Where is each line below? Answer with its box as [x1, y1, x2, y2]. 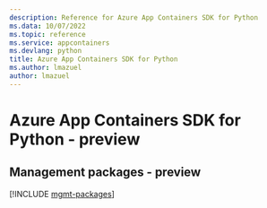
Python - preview [9, 129, 141, 149]
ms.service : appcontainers [9, 38, 110, 48]
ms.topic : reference [9, 30, 87, 39]
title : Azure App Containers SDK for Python [9, 55, 178, 64]
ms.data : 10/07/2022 [9, 22, 87, 30]
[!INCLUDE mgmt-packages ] [9, 188, 115, 199]
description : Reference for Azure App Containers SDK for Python [9, 13, 258, 22]
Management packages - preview [9, 165, 202, 180]
